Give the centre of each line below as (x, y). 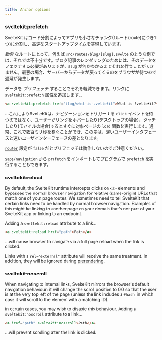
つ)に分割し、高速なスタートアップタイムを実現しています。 (65, 44)
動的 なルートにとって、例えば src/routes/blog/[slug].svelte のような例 (78, 54)
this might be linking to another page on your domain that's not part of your (80, 209)
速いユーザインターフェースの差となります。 (57, 138)
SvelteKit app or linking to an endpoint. (44, 214)
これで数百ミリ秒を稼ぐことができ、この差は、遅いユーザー (72, 132)
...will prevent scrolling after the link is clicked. (51, 332)
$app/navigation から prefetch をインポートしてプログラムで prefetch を (77, 159)
